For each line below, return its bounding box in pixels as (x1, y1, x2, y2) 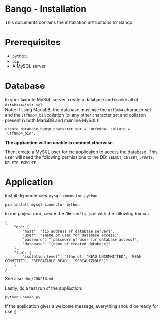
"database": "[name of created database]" (23, 241, 111, 246)
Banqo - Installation (5, 3, 87, 15)
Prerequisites (5, 37, 61, 48)
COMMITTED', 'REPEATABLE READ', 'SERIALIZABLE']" (5, 258, 109, 263)
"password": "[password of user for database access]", (23, 237, 139, 242)
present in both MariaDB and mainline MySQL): (5, 117, 100, 123)
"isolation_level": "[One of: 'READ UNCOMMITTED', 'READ (23, 254, 141, 259)
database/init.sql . (5, 102, 44, 107)
